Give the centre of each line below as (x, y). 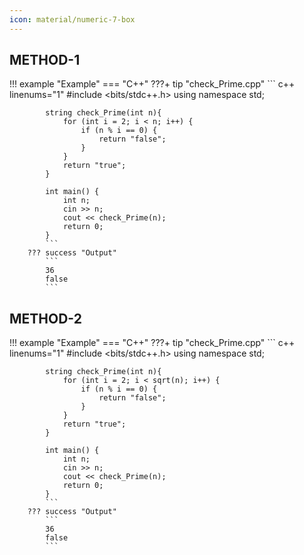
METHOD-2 (45, 318)
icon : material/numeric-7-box (72, 19)
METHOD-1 (45, 60)
